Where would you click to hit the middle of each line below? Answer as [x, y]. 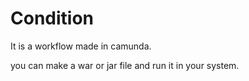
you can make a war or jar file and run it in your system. [125, 65]
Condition [52, 18]
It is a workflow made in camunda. [81, 46]
